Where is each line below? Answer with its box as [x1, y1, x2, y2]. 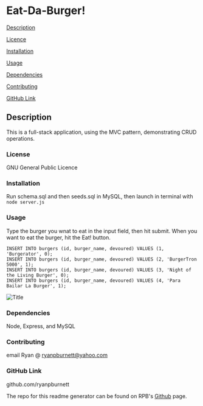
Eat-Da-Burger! [6, 4, 86, 18]
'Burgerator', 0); [6, 251, 53, 257]
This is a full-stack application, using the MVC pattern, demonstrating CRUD [6, 128, 197, 136]
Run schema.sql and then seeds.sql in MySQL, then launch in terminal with [6, 193, 193, 200]
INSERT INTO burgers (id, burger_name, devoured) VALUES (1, [6, 245, 165, 251]
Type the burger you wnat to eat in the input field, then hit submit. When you [6, 227, 198, 234]
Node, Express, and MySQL [6, 322, 76, 329]
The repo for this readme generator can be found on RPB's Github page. [6, 392, 187, 399]
